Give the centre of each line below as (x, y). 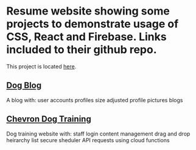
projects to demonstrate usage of (93, 24)
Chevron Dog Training (49, 119)
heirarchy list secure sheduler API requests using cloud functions (88, 140)
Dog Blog (24, 86)
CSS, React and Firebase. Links (86, 37)
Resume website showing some (88, 11)
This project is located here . (41, 66)
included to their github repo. (82, 50)
